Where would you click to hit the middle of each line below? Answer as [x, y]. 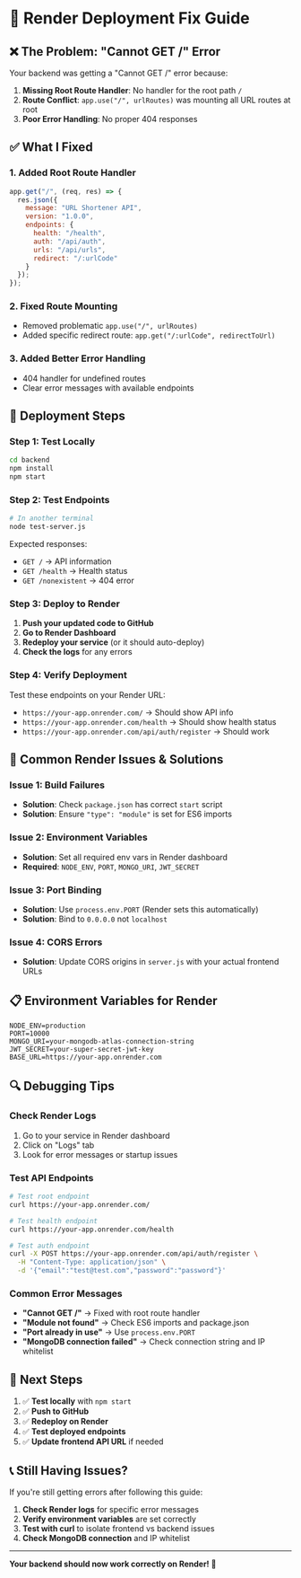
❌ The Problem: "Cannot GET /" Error [115, 52]
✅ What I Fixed [51, 147]
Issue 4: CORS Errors [56, 942]
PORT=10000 [30, 1034]
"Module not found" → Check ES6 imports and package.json [136, 1323]
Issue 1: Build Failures [57, 785]
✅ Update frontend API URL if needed [93, 1441]
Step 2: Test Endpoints [60, 500]
